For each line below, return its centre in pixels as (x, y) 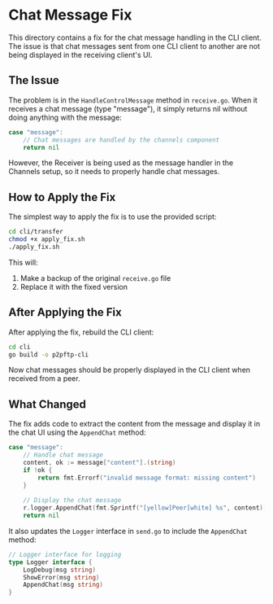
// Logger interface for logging (65, 554)
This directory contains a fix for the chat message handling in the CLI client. (135, 37)
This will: (23, 262)
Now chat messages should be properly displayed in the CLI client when (129, 370)
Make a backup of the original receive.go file (95, 278)
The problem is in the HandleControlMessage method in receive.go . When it (133, 100)
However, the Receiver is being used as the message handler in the (121, 163)
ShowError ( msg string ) (61, 577)
